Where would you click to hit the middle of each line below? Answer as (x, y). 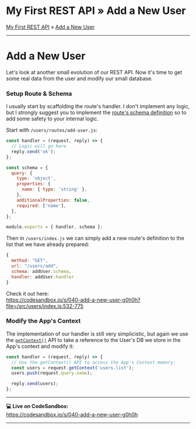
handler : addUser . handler (43, 277)
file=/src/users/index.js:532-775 (45, 306)
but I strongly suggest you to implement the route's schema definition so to (96, 113)
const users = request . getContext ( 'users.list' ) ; (73, 368)
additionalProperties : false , (53, 200)
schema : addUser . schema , (41, 271)
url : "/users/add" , (35, 266)
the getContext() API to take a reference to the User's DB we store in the (93, 340)
